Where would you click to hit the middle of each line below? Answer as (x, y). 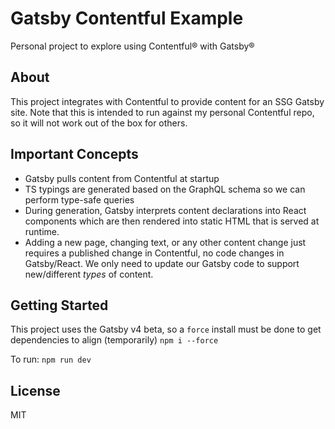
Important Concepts (74, 154)
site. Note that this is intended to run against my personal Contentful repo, (162, 112)
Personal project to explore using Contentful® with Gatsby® (132, 46)
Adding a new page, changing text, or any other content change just (165, 242)
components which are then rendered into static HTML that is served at (172, 221)
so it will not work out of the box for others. (99, 123)
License (35, 390)
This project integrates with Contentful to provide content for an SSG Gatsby (167, 101)
